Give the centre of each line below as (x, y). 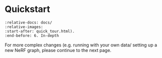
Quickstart (28, 9)
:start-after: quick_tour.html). (40, 31)
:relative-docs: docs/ (28, 22)
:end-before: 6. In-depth (32, 35)
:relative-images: (24, 27)
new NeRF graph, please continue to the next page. (58, 50)
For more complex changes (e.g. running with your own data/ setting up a (81, 45)
